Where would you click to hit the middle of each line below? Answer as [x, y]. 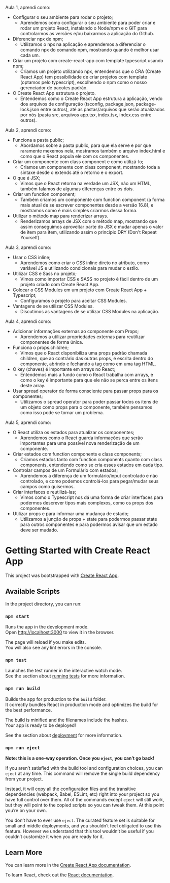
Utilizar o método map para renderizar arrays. [60, 216]
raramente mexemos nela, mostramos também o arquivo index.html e [93, 151]
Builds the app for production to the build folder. [56, 699]
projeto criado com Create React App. [60, 284]
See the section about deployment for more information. [64, 735]
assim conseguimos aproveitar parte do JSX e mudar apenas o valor [92, 227]
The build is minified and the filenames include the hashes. [67, 720]
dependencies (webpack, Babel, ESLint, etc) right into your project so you [82, 794]
